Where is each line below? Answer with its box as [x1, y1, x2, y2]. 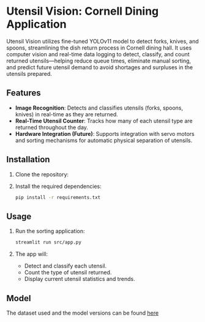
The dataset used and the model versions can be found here [6, 309, 159, 316]
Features [6, 88, 41, 99]
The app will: [15, 250, 48, 258]
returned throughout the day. [15, 124, 89, 131]
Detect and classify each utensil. [24, 262, 107, 270]
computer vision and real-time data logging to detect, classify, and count [6, 50, 190, 58]
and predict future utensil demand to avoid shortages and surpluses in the [6, 63, 193, 71]
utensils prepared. [6, 70, 52, 77]
